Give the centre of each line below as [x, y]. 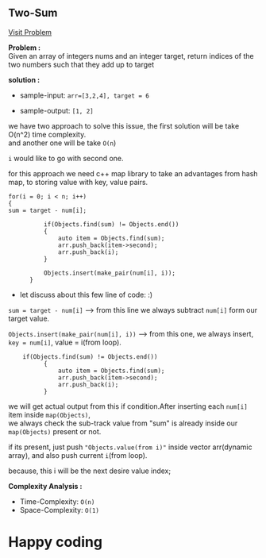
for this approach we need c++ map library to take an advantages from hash [133, 173]
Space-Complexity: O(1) [60, 510]
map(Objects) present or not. [55, 431]
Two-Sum [33, 13]
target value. [29, 318]
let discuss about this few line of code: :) [86, 294]
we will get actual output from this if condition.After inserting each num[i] [128, 406]
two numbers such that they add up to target [81, 64]
